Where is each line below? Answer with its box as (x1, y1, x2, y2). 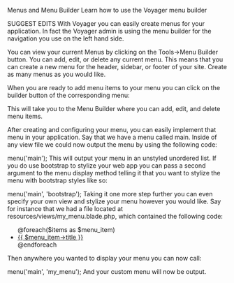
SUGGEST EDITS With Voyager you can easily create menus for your (7, 20, 205, 27)
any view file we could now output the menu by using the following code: (7, 140, 218, 149)
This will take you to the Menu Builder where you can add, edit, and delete (7, 105, 221, 113)
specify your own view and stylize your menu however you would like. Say (7, 197, 221, 205)
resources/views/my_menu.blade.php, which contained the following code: (7, 212, 224, 220)
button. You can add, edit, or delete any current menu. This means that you (7, 55, 224, 64)
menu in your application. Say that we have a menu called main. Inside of (7, 133, 217, 141)
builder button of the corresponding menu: (7, 91, 130, 99)
